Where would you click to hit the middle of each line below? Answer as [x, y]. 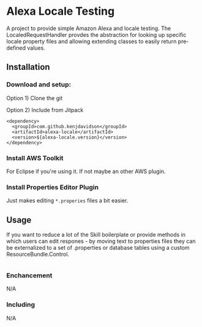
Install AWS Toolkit [35, 158]
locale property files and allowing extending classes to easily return [92, 41]
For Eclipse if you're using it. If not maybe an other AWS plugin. [86, 171]
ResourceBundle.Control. [38, 254]
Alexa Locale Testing [61, 11]
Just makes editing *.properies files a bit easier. [67, 201]
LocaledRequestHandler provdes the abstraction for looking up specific [96, 34]
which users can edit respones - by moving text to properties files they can [101, 241]
